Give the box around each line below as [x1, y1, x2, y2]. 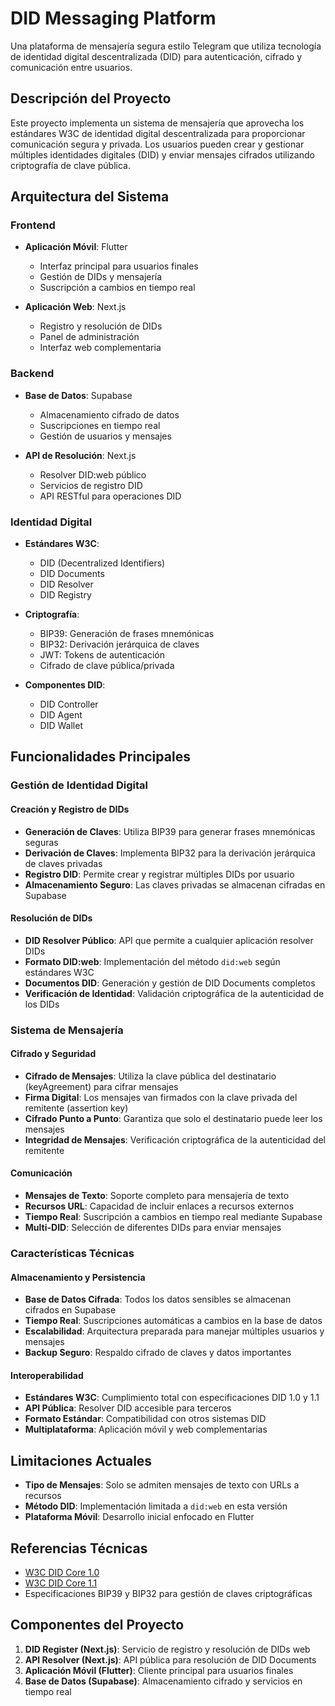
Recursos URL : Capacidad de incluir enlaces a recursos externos [24, 1200, 295, 1212]
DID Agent [39, 709, 83, 721]
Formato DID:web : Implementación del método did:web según [24, 955, 281, 967]
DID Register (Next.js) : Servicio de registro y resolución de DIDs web [24, 1643, 311, 1655]
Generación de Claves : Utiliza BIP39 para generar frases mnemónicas [24, 825, 316, 837]
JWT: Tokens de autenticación [39, 649, 166, 661]
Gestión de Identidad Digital [10, 778, 148, 792]
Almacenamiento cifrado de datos [39, 408, 180, 421]
